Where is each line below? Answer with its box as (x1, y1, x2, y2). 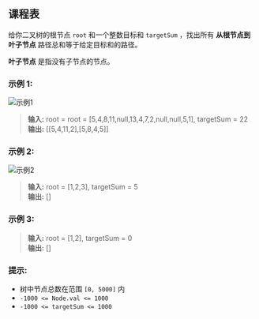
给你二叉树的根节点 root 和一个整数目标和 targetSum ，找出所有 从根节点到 (8, 30, 251, 39)
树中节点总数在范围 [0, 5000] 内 (19, 284, 126, 294)
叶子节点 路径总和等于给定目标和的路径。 (8, 39, 142, 49)
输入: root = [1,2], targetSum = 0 (27, 233, 133, 242)
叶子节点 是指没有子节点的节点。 (8, 56, 114, 66)
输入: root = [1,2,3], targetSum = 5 (27, 182, 138, 192)
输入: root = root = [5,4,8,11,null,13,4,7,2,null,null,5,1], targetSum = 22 (27, 114, 249, 124)
